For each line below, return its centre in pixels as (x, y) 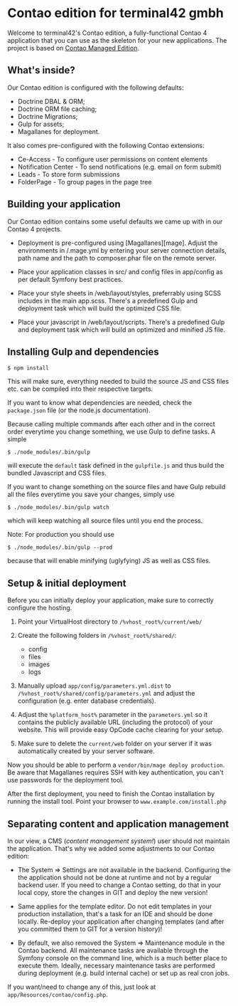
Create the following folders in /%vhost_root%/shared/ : (97, 636)
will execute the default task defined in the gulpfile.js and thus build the (116, 466)
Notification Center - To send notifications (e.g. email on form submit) (120, 167)
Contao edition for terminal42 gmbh (115, 13)
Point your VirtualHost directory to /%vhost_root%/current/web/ (110, 622)
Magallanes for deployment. (59, 131)
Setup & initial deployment (67, 583)
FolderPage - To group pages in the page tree (85, 182)
